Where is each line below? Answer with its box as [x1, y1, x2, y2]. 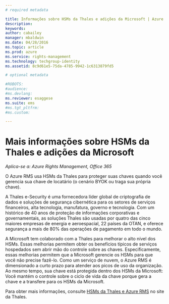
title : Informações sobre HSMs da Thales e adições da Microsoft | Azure [5, 16, 164, 22]
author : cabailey [5, 31, 42, 36]
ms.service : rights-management [5, 54, 71, 59]
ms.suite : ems [5, 100, 35, 106]
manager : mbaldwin [5, 35, 44, 40]
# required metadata [5, 7, 49, 13]
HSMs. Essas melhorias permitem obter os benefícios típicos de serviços [5, 241, 157, 247]
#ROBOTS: [5, 82, 24, 87]
